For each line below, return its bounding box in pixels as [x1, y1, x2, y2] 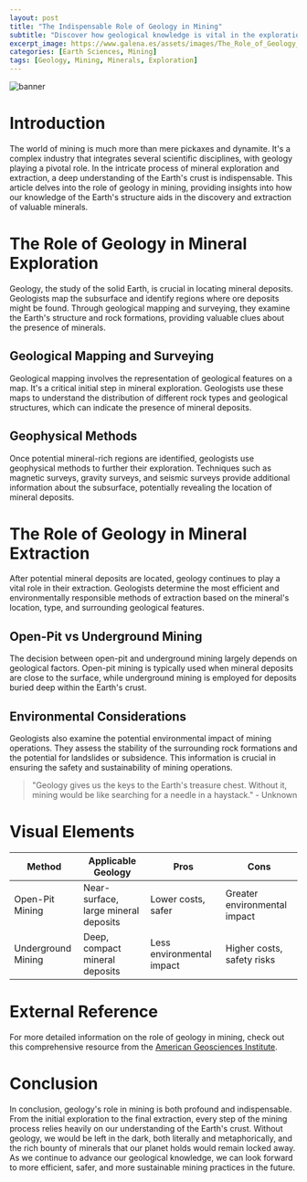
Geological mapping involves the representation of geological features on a [9, 372, 292, 384]
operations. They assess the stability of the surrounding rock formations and [9, 742, 298, 754]
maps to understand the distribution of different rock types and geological [9, 392, 288, 403]
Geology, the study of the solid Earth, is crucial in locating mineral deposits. [9, 282, 294, 293]
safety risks [225, 953, 276, 965]
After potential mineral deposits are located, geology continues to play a [9, 573, 281, 584]
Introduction [9, 113, 106, 133]
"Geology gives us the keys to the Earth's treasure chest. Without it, [31, 780, 288, 791]
